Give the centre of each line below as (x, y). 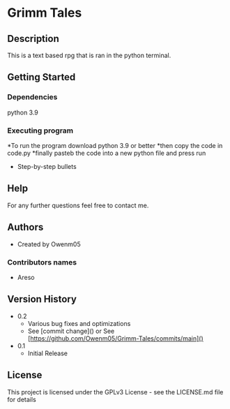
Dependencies (32, 97)
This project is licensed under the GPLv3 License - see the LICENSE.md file (115, 392)
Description (33, 39)
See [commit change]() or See (71, 331)
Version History (42, 299)
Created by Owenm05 (49, 244)
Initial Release (48, 353)
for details (22, 399)
